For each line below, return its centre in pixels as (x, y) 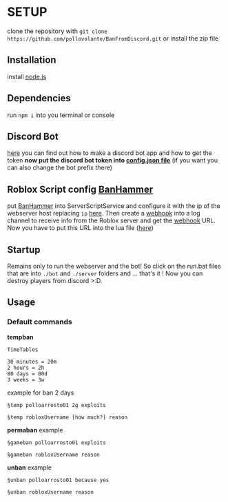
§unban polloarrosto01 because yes (58, 480)
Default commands (40, 322)
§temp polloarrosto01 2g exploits (57, 405)
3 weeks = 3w (26, 379)
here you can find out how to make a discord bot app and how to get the (110, 153)
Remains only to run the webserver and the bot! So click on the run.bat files (114, 266)
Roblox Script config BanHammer (80, 189)
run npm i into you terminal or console (61, 115)
